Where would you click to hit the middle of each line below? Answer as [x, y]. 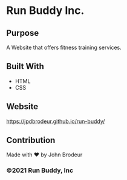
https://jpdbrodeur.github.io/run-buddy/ [56, 121]
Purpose [23, 33]
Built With [25, 66]
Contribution [31, 140]
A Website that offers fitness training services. [64, 47]
